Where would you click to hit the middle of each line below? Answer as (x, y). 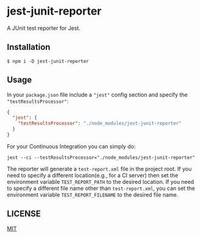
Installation (29, 47)
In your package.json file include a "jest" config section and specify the (97, 94)
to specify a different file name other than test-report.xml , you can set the (101, 188)
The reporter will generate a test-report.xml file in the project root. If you (99, 169)
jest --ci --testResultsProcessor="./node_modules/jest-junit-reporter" (101, 157)
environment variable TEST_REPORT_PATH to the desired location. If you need (100, 181)
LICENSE (24, 214)
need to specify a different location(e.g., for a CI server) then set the (93, 175)
